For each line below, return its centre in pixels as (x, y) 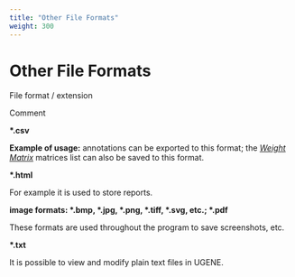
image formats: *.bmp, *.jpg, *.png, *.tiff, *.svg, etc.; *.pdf (119, 210)
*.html (21, 175)
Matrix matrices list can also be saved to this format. (107, 158)
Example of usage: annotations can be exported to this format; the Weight (147, 148)
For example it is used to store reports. (81, 193)
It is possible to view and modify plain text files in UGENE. (116, 263)
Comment (28, 113)
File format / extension (51, 96)
